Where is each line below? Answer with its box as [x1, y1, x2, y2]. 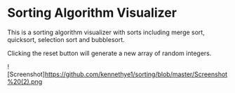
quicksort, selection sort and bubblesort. [7, 35, 125, 43]
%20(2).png [7, 77, 43, 85]
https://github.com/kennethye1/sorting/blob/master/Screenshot [44, 70, 228, 78]
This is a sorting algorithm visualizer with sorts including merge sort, [7, 28, 205, 36]
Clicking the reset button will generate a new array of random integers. [7, 49, 212, 57]
